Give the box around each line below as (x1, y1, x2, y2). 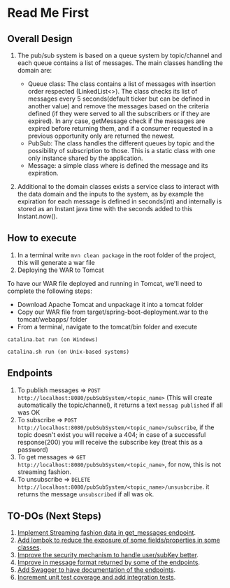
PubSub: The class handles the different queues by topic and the (27, 139, 215, 148)
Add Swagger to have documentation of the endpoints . (17, 566, 176, 574)
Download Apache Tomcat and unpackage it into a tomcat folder (17, 300, 204, 308)
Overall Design (7, 33, 73, 45)
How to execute (7, 232, 77, 244)
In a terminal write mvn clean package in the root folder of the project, (17, 250, 217, 259)
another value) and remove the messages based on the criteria (27, 102, 210, 110)
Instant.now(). (17, 212, 58, 220)
